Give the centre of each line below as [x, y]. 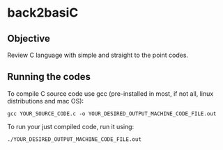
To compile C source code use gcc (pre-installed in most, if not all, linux [110, 93]
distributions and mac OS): [46, 101]
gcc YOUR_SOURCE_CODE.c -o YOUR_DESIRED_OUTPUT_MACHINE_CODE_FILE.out [112, 114]
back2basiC [43, 13]
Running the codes [49, 77]
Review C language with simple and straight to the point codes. [98, 55]
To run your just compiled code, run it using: [71, 126]
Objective [29, 39]
